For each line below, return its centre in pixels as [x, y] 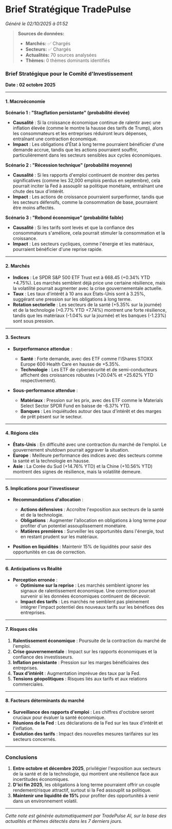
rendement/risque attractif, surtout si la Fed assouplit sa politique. [82, 790]
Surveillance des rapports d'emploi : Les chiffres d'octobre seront [83, 712]
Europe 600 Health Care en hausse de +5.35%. [70, 364]
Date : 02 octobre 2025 [30, 85]
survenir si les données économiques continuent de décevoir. [85, 596]
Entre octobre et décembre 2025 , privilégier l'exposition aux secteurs [87, 769]
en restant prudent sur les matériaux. [59, 537]
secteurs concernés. [34, 739]
